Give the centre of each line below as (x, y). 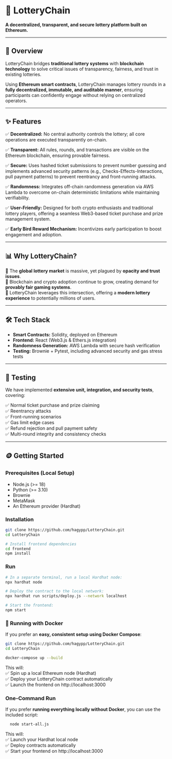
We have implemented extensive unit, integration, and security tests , (80, 390)
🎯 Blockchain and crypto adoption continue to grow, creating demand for (82, 282)
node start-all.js (30, 724)
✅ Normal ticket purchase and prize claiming (52, 405)
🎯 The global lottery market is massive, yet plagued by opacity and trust (83, 271)
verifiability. (17, 197)
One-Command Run (31, 698)
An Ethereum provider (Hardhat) (47, 506)
